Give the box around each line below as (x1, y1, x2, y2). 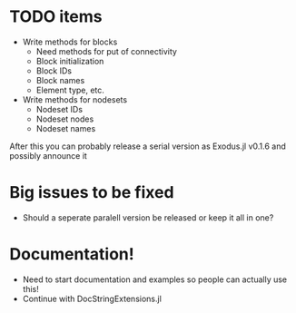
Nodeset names (35, 122, 96, 133)
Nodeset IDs (35, 103, 84, 114)
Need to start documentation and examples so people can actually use (22, 274, 288, 285)
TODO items (9, 6, 103, 27)
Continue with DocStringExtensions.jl (22, 293, 162, 304)
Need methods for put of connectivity (35, 45, 177, 56)
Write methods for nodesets (22, 93, 128, 105)
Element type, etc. (35, 84, 104, 95)
